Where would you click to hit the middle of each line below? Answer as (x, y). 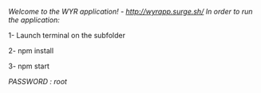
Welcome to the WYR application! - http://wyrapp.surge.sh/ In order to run (130, 12)
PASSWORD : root (38, 81)
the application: (34, 20)
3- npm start (29, 66)
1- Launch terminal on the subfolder (67, 35)
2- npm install (31, 50)
